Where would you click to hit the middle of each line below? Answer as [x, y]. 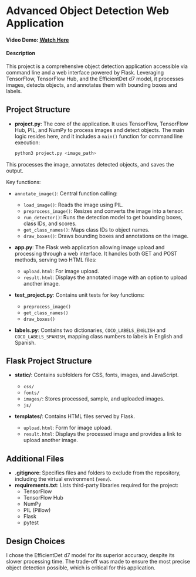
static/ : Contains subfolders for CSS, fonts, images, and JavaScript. [97, 375]
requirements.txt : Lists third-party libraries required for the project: [97, 486]
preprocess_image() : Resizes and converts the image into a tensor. [103, 211]
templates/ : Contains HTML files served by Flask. [75, 416]
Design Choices [36, 541]
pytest [31, 522]
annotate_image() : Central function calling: [66, 193]
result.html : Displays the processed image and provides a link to [102, 434]
